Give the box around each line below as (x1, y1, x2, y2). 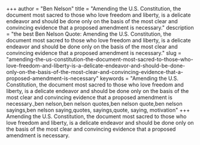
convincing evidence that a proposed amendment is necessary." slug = (6, 50, 181, 56)
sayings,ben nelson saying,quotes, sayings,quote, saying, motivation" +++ (6, 107, 190, 113)
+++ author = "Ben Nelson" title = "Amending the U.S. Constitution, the (6, 5, 181, 12)
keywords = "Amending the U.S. (99, 75, 178, 82)
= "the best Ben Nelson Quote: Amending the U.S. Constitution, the (6, 30, 172, 38)
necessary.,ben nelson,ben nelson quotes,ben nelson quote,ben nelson (6, 100, 183, 107)
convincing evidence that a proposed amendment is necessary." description (6, 24, 195, 31)
